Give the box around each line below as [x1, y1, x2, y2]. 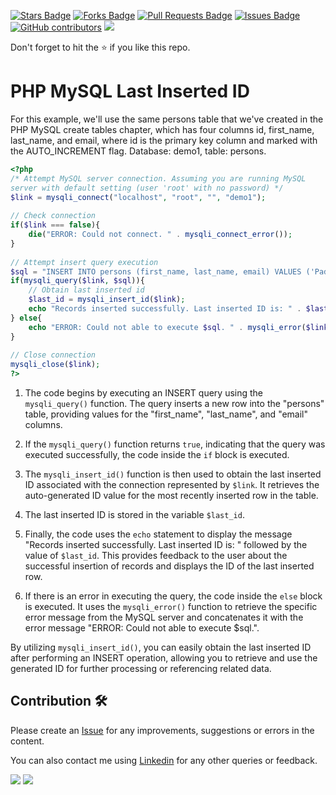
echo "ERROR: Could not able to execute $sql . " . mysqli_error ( [28, 322, 307, 332]
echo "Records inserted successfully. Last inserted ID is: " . [28, 304, 302, 314]
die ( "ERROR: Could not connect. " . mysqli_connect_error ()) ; [28, 230, 293, 240]
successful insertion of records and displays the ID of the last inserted [24, 560, 315, 572]
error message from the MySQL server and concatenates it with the [24, 611, 304, 624]
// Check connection [10, 211, 97, 221]
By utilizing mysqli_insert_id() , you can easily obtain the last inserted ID [10, 641, 312, 654]
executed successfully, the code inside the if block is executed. [24, 449, 290, 461]
